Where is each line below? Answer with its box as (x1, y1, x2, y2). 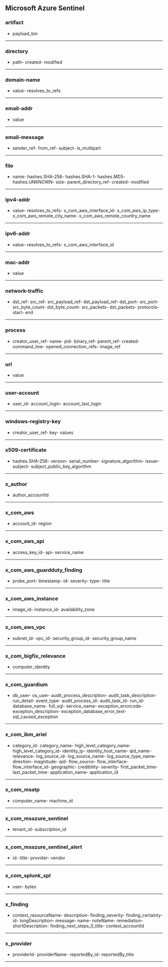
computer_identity (12, 663, 50, 669)
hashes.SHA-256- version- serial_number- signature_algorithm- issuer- (12, 458, 160, 464)
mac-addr (5, 258, 30, 265)
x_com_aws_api (5, 538, 44, 545)
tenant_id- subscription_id (12, 826, 66, 833)
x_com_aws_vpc (5, 624, 46, 631)
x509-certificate (5, 447, 46, 454)
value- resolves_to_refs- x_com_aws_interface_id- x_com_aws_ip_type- (12, 208, 160, 214)
